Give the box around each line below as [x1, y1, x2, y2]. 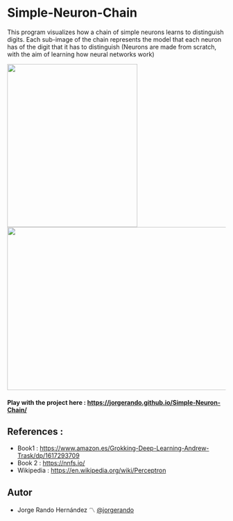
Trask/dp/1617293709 [17, 451, 80, 460]
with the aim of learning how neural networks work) [7, 50, 155, 58]
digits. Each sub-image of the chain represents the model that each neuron [7, 35, 222, 43]
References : [7, 426, 64, 438]
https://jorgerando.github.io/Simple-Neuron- [87, 398, 221, 406]
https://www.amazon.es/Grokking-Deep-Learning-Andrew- [40, 444, 209, 453]
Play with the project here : [7, 398, 87, 406]
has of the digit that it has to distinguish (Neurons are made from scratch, [7, 42, 217, 51]
